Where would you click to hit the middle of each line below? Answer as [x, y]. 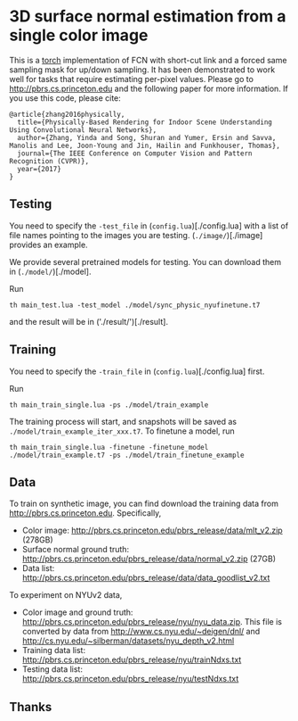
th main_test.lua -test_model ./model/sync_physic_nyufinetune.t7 [135, 305]
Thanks [31, 707]
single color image [79, 35]
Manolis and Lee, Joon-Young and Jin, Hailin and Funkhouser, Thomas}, [145, 145]
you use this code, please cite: [65, 98]
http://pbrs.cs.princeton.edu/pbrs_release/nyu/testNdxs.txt [130, 679]
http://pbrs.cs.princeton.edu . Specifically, [85, 513]
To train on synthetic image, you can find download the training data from [144, 504]
